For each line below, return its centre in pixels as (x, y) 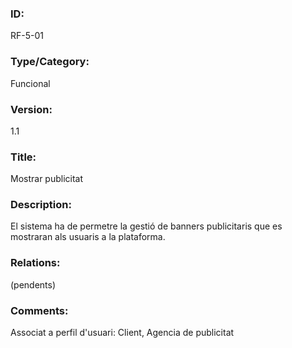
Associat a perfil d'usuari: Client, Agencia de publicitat (122, 333)
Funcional (30, 83)
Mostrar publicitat (47, 179)
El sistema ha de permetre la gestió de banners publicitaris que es (146, 226)
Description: (41, 205)
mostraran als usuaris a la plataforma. (88, 237)
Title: (23, 157)
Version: (31, 109)
